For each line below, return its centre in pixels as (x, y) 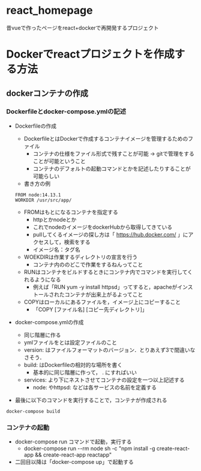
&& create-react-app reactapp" (73, 455)
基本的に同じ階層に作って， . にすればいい (85, 372)
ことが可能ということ (59, 161)
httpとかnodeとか (55, 219)
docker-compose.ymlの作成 (49, 322)
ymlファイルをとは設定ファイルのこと (70, 342)
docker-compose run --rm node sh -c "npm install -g (89, 449)
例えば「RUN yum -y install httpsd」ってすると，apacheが (105, 287)
